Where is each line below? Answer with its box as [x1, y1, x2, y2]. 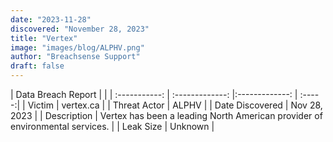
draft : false [10, 61, 65, 71]
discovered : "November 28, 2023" [10, 24, 150, 34]
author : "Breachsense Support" [10, 52, 141, 62]
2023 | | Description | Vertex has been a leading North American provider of [10, 110, 323, 121]
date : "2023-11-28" [10, 14, 92, 25]
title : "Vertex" [10, 33, 78, 43]
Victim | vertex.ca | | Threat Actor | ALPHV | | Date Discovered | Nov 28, [27, 99, 323, 111]
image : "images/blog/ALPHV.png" [10, 42, 145, 53]
